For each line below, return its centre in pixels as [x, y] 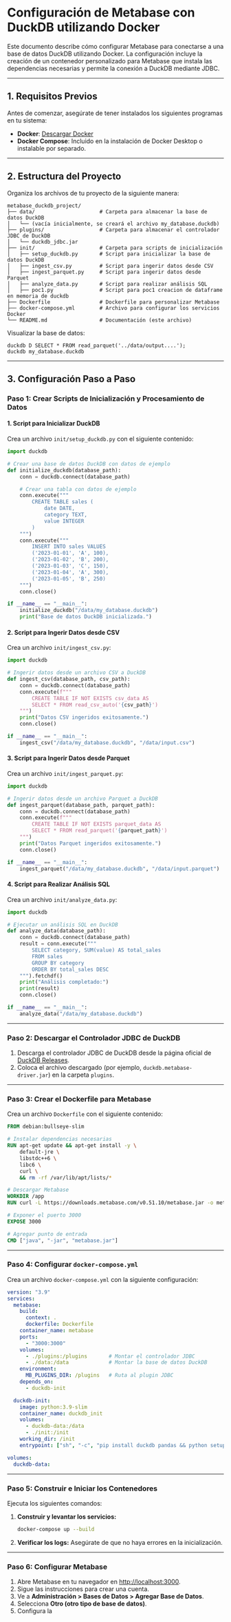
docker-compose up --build [56, 1529]
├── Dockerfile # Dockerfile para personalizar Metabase [113, 302]
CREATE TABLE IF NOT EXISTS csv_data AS [90, 698]
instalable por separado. [52, 148]
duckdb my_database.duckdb [46, 351]
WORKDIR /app [26, 1197]
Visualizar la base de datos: [46, 333]
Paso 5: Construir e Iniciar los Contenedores [82, 1488]
